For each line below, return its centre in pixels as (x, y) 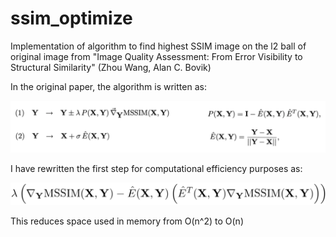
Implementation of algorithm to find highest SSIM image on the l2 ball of (158, 46)
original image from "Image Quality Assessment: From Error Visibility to (156, 56)
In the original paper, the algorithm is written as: (108, 86)
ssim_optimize (71, 18)
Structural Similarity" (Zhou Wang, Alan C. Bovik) (111, 67)
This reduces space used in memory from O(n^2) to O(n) (127, 221)
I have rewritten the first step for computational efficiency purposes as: (156, 169)
